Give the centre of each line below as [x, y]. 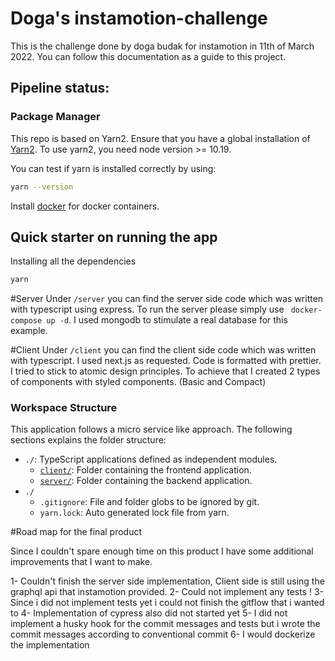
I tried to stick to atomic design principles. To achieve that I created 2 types [165, 371]
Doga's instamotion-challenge [139, 18]
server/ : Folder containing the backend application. [146, 481]
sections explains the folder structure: [88, 440]
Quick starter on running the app [114, 237]
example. [29, 331]
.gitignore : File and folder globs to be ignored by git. [149, 502]
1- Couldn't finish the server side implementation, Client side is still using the [167, 581]
